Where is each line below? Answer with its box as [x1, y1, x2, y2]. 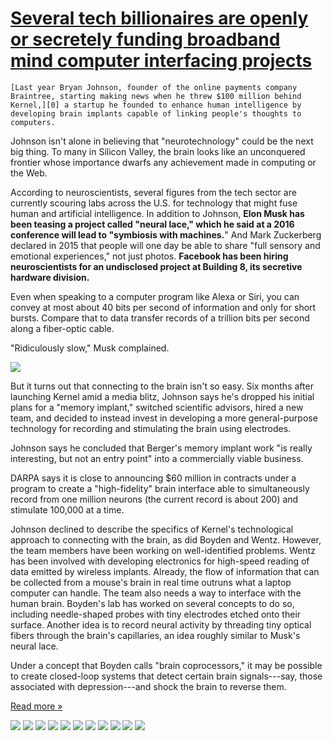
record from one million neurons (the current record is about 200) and [10, 493, 299, 505]
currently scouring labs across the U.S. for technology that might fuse [10, 197, 298, 209]
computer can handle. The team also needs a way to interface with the [10, 587, 302, 599]
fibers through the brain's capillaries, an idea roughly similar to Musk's [10, 629, 301, 641]
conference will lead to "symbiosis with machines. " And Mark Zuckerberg [10, 228, 322, 241]
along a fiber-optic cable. [10, 322, 115, 334]
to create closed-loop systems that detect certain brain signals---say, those [10, 670, 323, 682]
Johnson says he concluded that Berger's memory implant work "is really [10, 442, 313, 454]
